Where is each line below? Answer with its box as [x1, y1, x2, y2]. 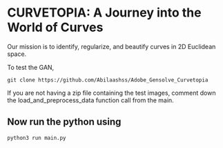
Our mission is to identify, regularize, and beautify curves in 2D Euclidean [7, 42, 216, 50]
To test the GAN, [7, 63, 55, 71]
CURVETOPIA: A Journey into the [7, 5, 202, 21]
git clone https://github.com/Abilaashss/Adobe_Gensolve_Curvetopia [7, 76, 209, 84]
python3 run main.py [7, 134, 67, 141]
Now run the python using [7, 116, 122, 128]
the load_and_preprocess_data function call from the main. [7, 95, 174, 104]
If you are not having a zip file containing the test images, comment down [7, 89, 216, 97]
